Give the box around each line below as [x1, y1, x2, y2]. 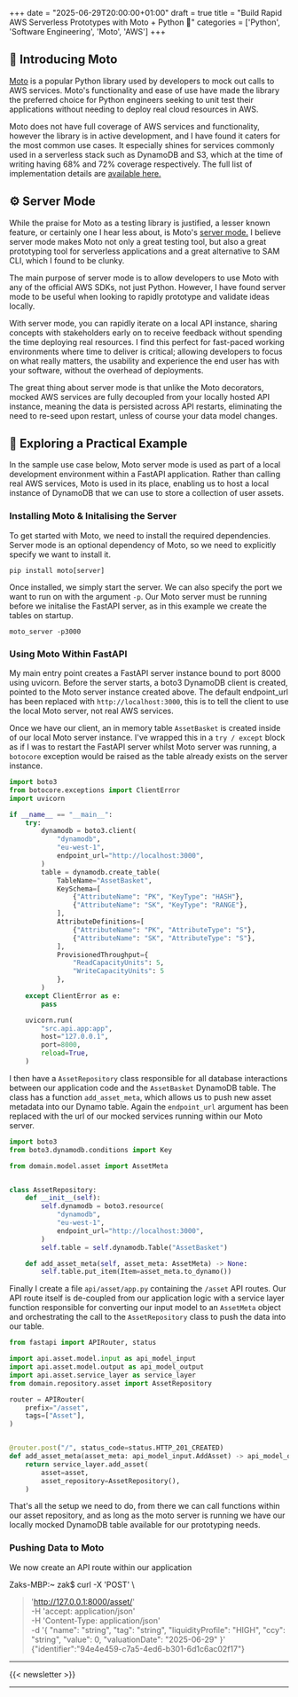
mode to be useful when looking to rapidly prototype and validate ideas [9, 291, 271, 302]
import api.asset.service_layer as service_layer [9, 1371, 197, 1379]
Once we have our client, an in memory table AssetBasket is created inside [9, 723, 281, 734]
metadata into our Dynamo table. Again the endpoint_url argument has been [9, 1101, 289, 1112]
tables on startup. [9, 609, 74, 620]
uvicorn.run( [25, 1016, 74, 1025]
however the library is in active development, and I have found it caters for [9, 130, 281, 141]
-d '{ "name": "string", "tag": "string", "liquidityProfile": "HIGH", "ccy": [30, 1624, 286, 1635]
